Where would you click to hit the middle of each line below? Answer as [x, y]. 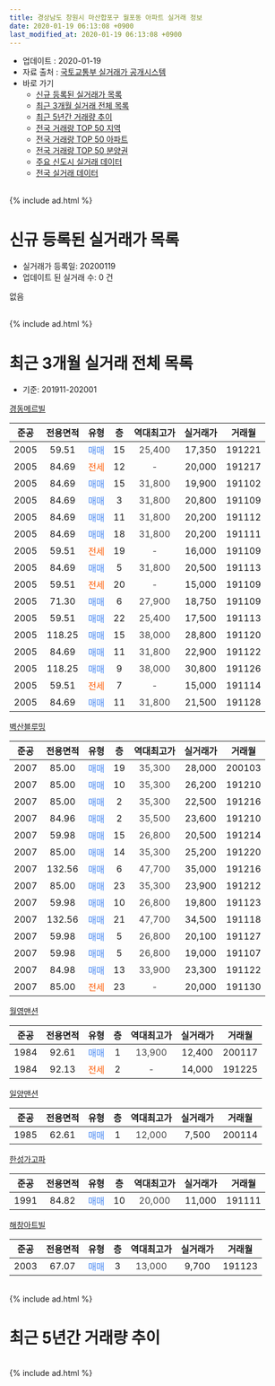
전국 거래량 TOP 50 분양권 [82, 151]
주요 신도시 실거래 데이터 [79, 162]
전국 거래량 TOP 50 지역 [78, 128]
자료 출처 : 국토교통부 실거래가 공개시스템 [94, 72]
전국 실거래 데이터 [67, 173]
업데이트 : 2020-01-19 [61, 61]
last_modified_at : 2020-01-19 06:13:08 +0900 [95, 34]
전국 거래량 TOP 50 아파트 [82, 139]
